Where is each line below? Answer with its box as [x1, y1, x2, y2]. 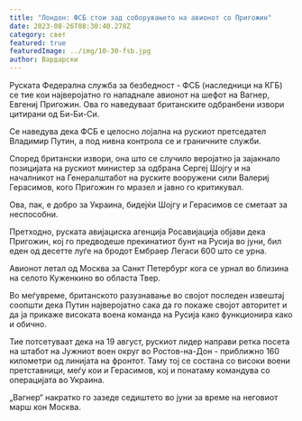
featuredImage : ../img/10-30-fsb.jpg [9, 47, 151, 56]
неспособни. [9, 209, 59, 219]
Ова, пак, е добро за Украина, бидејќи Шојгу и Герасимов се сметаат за [9, 199, 288, 210]
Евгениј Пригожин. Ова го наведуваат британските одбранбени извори [9, 99, 285, 109]
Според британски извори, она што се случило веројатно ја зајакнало [9, 153, 281, 163]
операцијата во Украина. [9, 375, 105, 385]
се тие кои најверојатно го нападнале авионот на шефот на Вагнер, [9, 89, 270, 100]
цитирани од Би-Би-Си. [9, 109, 100, 119]
